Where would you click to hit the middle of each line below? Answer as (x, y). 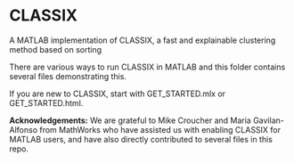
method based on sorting (56, 49)
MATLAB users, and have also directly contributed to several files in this (141, 139)
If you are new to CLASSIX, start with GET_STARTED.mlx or (117, 94)
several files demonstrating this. (68, 76)
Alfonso (24, 129)
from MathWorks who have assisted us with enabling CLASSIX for (160, 129)
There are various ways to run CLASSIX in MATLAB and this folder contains (147, 67)
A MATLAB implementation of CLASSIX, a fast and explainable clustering (143, 40)
